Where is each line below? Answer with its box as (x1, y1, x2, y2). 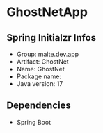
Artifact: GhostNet (16, 57, 69, 66)
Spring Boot (16, 118, 51, 126)
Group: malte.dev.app (16, 50, 79, 58)
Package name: (16, 72, 62, 80)
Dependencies (6, 100, 71, 112)
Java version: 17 (16, 80, 63, 87)
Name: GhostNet (16, 65, 65, 73)
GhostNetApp (6, 4, 88, 20)
